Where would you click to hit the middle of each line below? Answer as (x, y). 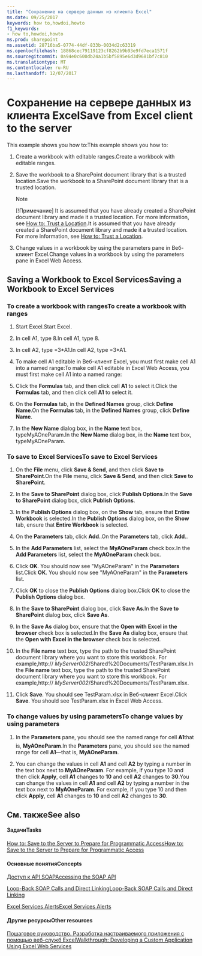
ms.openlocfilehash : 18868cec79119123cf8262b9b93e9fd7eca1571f (88, 51)
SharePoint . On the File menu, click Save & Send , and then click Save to (104, 476)
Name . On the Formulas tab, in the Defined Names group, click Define (102, 410)
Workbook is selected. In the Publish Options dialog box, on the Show (102, 519)
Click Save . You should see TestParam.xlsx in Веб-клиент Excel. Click (101, 695)
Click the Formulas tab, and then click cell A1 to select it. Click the (96, 386)
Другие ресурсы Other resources (50, 920)
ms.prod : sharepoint (33, 40)
